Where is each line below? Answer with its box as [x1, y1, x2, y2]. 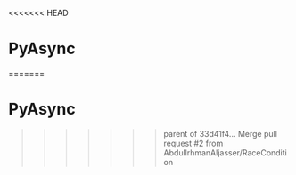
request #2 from [163, 138, 224, 148]
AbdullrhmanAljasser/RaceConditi [163, 147, 287, 158]
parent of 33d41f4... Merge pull [163, 128, 278, 139]
